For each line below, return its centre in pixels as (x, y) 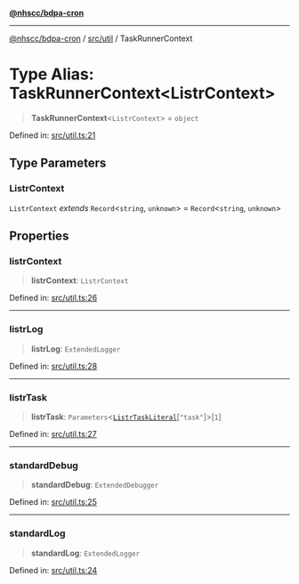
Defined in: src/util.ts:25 (53, 502)
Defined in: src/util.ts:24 (53, 570)
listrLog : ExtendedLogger (76, 349)
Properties (39, 236)
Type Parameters (58, 163)
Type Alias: (52, 74)
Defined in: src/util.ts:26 (53, 298)
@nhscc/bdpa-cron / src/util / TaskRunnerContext (101, 38)
